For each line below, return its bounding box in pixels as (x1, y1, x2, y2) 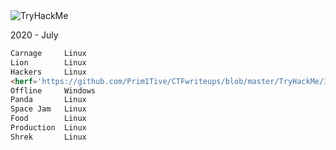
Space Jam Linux (10, 104, 87, 114)
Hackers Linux (10, 67, 87, 77)
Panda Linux (10, 95, 87, 105)
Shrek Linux (10, 132, 87, 142)
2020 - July (10, 29, 59, 41)
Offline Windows (10, 85, 97, 96)
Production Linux (10, 123, 87, 133)
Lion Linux (10, 57, 87, 68)
